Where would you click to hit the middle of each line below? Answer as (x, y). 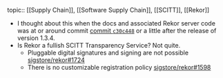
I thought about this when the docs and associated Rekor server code (116, 23)
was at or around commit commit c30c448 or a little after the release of (117, 31)
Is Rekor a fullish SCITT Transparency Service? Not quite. (99, 45)
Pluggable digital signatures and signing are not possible (108, 52)
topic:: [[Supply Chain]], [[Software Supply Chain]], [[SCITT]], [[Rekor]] (108, 10)
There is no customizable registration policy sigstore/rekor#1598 (119, 67)
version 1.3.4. (36, 38)
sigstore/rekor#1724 (56, 60)
